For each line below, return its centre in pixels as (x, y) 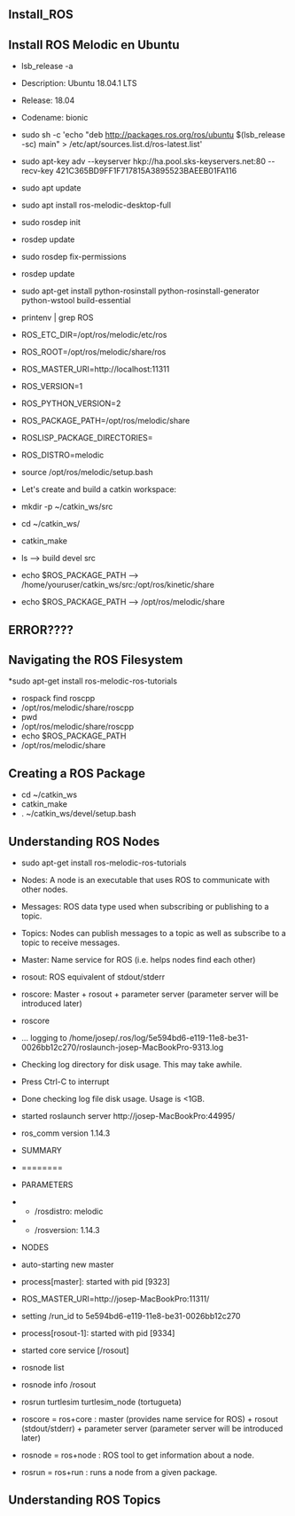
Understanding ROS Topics (85, 1500)
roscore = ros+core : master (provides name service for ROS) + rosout (149, 1419)
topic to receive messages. (70, 942)
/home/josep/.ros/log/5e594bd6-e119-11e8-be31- (159, 1038)
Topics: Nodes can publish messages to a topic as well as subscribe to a (154, 934)
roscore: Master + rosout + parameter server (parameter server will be (150, 994)
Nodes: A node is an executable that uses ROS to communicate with (145, 880)
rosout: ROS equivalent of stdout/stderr (93, 977)
